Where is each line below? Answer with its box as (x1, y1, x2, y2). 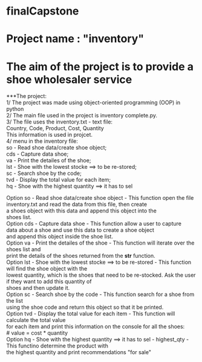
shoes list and (6, 246, 41, 253)
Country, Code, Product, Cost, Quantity (6, 125, 104, 132)
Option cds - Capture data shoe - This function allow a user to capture (6, 220, 181, 228)
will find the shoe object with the (6, 265, 88, 272)
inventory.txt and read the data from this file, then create (6, 201, 147, 208)
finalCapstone (6, 4, 79, 18)
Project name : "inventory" (6, 32, 144, 46)
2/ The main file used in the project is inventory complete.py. (6, 112, 158, 119)
